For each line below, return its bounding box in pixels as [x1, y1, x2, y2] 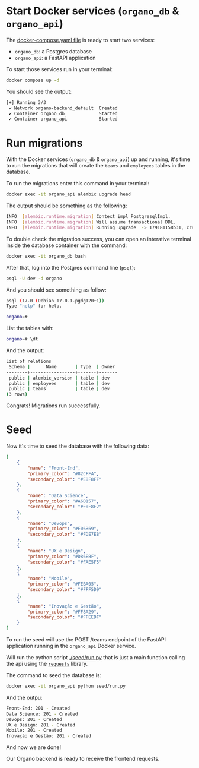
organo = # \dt [6, 336, 38, 342]
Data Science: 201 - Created [6, 711, 78, 717]
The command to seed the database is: [6, 672, 102, 679]
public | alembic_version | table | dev [8, 375, 110, 381]
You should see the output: [6, 88, 72, 95]
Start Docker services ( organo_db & [6, 4, 179, 18]
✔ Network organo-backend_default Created [8, 105, 118, 111]
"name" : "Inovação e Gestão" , [27, 603, 102, 609]
